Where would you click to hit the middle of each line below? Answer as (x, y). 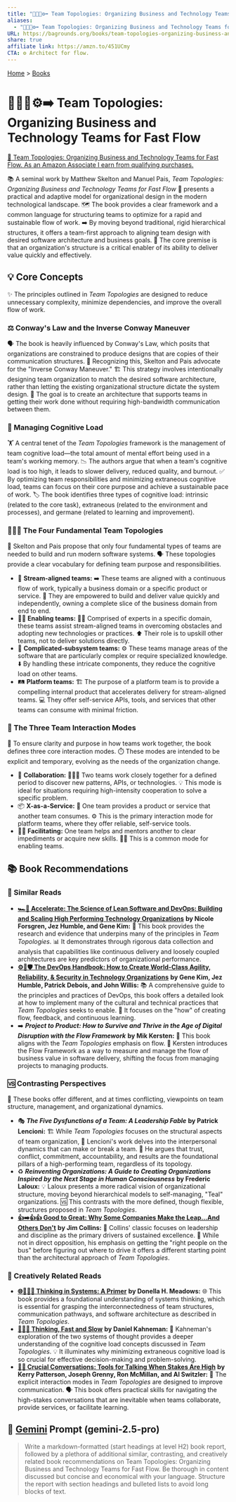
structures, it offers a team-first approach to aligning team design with (109, 232)
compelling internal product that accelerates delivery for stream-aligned (122, 692)
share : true (25, 40)
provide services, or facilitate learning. (73, 1408)
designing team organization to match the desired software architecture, (112, 379)
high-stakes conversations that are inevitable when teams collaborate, (119, 1400)
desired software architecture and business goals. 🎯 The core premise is (112, 240)
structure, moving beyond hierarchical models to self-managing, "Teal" (120, 1194)
